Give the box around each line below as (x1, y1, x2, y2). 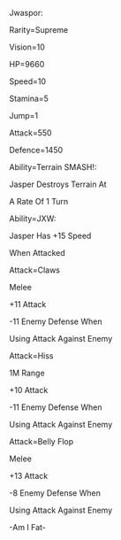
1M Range (9, 367, 46, 378)
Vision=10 (9, 42, 46, 52)
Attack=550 (9, 127, 52, 138)
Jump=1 (9, 111, 39, 120)
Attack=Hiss (9, 351, 54, 361)
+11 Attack (9, 299, 47, 309)
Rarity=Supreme (9, 25, 69, 35)
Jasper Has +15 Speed (9, 230, 92, 241)
